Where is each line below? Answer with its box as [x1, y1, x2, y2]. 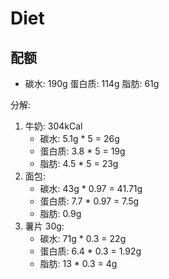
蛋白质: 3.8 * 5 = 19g [39, 145, 126, 157]
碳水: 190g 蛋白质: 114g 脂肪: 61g [24, 78, 160, 89]
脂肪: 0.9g [39, 208, 82, 219]
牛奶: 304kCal [24, 120, 83, 132]
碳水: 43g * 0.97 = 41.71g [39, 183, 143, 194]
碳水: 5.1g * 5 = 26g [39, 133, 120, 144]
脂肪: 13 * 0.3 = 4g [39, 258, 118, 269]
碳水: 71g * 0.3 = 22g [39, 233, 127, 244]
